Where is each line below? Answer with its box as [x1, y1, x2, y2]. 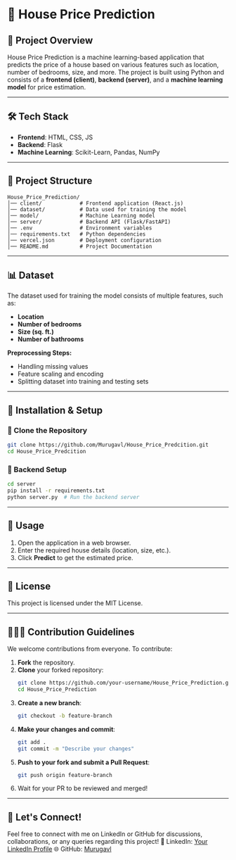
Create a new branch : [17, 698, 82, 707]
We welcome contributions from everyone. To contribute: [7, 645, 173, 653]
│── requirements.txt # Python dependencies [7, 230, 146, 238]
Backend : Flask [17, 140, 63, 148]
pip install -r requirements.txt [7, 487, 105, 495]
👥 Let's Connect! [7, 811, 82, 823]
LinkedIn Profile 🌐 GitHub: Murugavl [7, 845, 112, 854]
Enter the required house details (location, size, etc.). [17, 545, 171, 555]
